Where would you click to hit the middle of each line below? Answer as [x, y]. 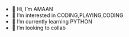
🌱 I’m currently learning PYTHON [52, 21]
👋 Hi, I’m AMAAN [32, 9]
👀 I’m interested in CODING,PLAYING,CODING [67, 15]
